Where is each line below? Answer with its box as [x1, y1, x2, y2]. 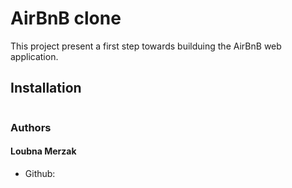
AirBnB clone [10, 7, 122, 30]
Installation [10, 80, 82, 97]
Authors [10, 120, 52, 134]
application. [10, 50, 59, 62]
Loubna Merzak [10, 145, 77, 157]
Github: [24, 167, 56, 179]
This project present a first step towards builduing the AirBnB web [10, 40, 282, 52]
